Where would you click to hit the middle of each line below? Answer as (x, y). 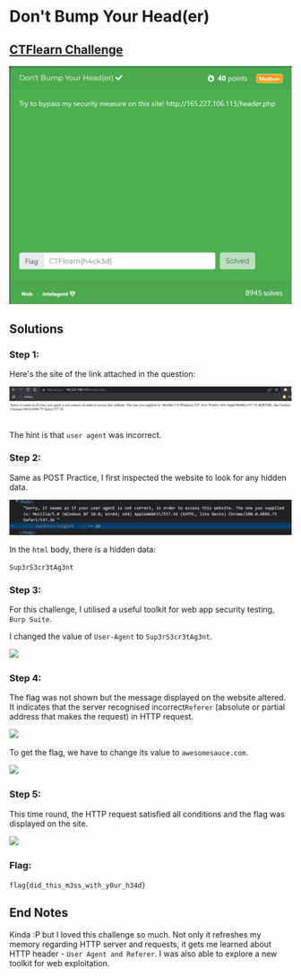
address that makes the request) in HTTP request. (102, 717)
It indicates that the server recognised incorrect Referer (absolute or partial (147, 707)
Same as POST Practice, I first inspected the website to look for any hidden (148, 477)
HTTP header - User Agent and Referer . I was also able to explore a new (143, 954)
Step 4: (26, 678)
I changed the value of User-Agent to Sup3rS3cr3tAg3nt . (111, 637)
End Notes (39, 913)
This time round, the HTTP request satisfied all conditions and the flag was (147, 814)
